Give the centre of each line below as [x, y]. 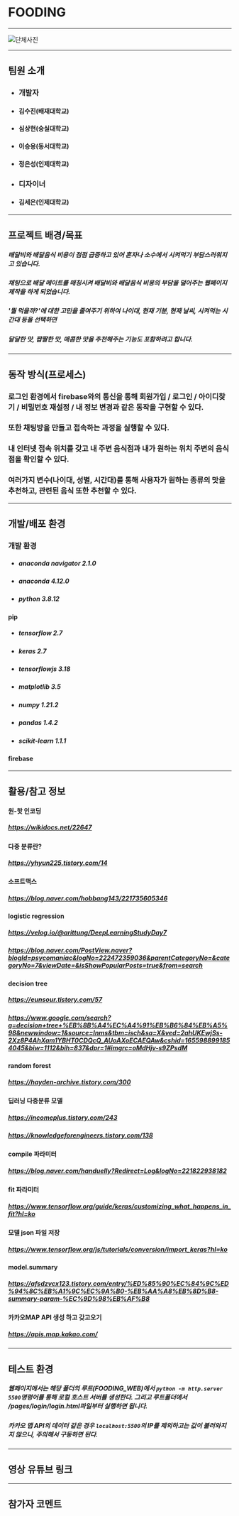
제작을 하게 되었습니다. [39, 292]
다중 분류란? [25, 846]
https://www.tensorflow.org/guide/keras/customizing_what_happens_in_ [119, 1206]
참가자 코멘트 [35, 1504]
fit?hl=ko [22, 1214]
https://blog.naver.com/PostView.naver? [70, 950]
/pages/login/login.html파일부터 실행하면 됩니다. [78, 1406]
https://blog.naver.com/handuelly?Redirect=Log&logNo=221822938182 [118, 1171]
